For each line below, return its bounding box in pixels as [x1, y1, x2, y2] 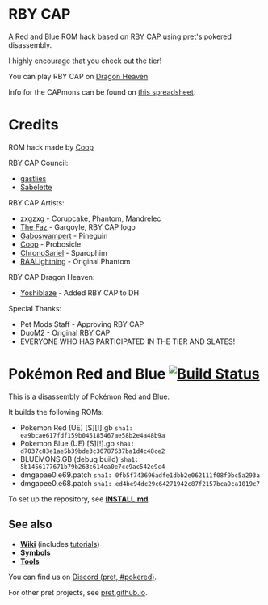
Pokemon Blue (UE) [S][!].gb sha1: [19, 438, 135, 448]
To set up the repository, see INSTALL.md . [8, 494, 151, 504]
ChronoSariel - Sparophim [19, 247, 107, 257]
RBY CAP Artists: [8, 197, 65, 207]
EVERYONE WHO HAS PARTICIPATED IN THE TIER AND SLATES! [19, 336, 236, 346]
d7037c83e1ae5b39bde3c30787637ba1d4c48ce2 [19, 446, 165, 455]
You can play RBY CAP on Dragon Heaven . [8, 71, 151, 81]
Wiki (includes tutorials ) [19, 539, 100, 548]
